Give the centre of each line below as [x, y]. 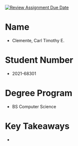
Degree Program [39, 93]
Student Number [39, 60]
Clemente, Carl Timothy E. [38, 40]
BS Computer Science [34, 106]
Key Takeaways [37, 126]
